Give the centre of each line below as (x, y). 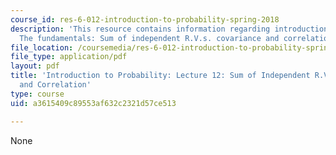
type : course (37, 94)
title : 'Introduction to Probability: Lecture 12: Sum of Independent (160, 76)
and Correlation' (55, 85)
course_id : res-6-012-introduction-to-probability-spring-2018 (145, 19)
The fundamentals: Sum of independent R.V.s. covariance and (149, 38)
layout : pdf (35, 66)
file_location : (42, 47)
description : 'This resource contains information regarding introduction (169, 29)
